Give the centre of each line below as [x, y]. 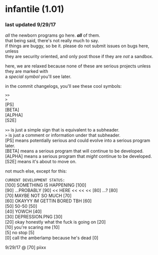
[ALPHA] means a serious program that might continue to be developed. [79, 156]
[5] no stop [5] [20, 233]
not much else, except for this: [36, 171]
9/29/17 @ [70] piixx [26, 248]
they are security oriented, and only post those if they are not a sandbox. [79, 57]
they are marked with [27, 71]
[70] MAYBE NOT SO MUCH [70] [38, 196]
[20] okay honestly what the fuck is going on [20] [56, 222]
